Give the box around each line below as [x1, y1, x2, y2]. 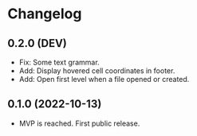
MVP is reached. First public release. [18, 119, 140, 128]
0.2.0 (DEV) [7, 37, 67, 50]
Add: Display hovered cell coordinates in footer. [18, 66, 175, 76]
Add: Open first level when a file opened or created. [18, 75, 190, 84]
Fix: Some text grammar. [18, 57, 100, 67]
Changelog [7, 5, 82, 23]
